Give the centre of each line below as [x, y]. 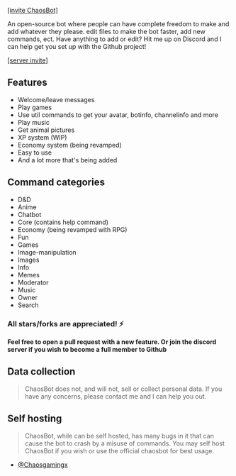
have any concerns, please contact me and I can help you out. [116, 396]
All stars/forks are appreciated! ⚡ [66, 323]
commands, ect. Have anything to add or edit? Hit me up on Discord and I [114, 39]
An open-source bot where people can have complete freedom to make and [118, 24]
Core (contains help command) [63, 222]
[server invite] [28, 60]
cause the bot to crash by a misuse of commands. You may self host [125, 443]
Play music [33, 122]
